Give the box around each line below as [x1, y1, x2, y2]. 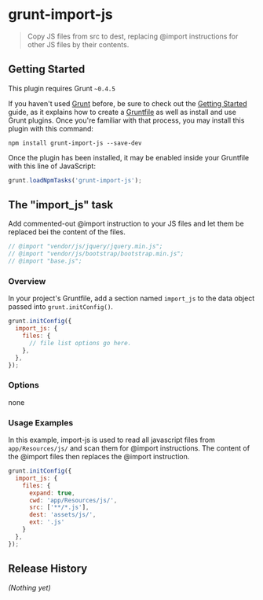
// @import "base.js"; [8, 257, 82, 265]
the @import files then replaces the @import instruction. [8, 452, 190, 462]
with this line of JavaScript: [8, 161, 97, 171]
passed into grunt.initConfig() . [8, 302, 114, 311]
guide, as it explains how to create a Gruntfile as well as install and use [8, 107, 237, 116]
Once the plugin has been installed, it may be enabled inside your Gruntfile [8, 153, 250, 162]
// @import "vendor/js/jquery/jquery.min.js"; [8, 242, 163, 251]
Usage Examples [8, 417, 74, 428]
